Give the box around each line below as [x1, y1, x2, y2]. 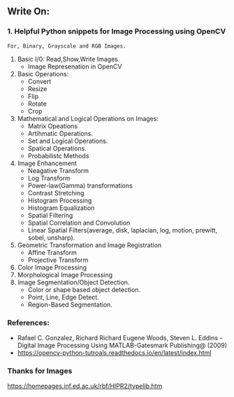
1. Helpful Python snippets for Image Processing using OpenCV [7, 27, 226, 36]
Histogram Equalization [27, 203, 95, 212]
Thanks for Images [7, 365, 73, 375]
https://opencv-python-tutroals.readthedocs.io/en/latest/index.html [17, 348, 212, 356]
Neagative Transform [27, 166, 89, 174]
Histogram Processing [27, 196, 92, 204]
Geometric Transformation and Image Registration [17, 241, 162, 249]
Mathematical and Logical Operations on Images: [17, 114, 159, 123]
